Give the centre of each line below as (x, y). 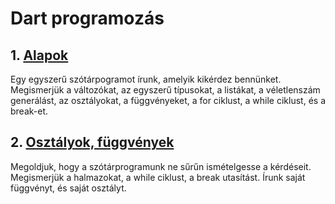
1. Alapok (39, 55)
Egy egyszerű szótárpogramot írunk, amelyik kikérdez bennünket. (146, 79)
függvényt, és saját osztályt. (68, 188)
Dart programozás (87, 18)
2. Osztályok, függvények (92, 142)
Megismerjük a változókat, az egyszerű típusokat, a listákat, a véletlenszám (165, 90)
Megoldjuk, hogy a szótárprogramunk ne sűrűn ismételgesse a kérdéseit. (161, 166)
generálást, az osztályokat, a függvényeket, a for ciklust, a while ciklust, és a (168, 100)
